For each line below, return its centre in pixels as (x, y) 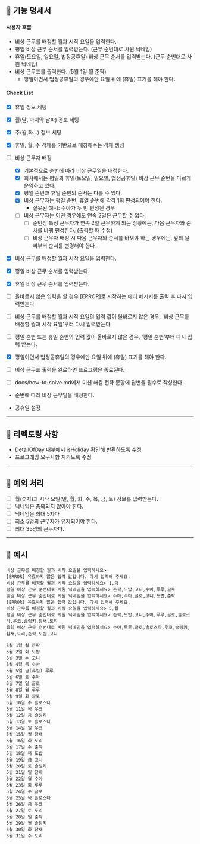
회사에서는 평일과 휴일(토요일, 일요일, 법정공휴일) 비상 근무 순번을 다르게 (107, 178)
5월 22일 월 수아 (24, 779)
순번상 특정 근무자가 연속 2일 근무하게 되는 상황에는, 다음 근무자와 (109, 223)
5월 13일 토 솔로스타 (29, 721)
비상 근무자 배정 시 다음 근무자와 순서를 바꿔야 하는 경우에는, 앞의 (108, 238)
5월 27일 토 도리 (24, 811)
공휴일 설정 (28, 408)
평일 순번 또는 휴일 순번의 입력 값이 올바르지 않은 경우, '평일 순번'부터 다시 (100, 337)
